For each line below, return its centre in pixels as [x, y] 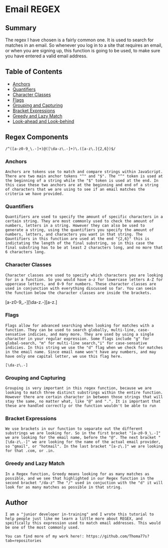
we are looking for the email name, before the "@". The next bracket [81, 438]
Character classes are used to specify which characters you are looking [84, 275]
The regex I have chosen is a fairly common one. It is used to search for [79, 40]
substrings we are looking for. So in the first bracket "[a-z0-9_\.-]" [83, 433]
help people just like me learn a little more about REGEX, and [74, 519]
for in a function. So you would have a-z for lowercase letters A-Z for [84, 280]
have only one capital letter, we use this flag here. [64, 356]
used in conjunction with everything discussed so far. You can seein [81, 288]
